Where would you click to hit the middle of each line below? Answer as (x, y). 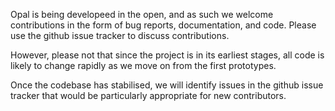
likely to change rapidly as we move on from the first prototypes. (143, 65)
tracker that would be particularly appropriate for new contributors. (148, 95)
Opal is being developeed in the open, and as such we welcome (142, 14)
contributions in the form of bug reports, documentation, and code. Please (163, 25)
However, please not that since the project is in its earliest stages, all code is (167, 55)
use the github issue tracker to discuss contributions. (120, 35)
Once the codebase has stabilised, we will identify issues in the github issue (167, 85)
